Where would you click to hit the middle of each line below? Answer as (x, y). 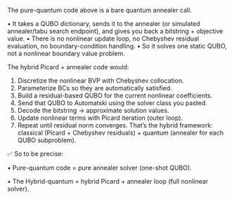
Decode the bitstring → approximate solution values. (93, 110)
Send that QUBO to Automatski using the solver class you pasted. (112, 103)
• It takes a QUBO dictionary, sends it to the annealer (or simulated (104, 23)
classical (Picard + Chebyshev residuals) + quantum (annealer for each (120, 133)
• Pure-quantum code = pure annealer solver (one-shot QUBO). (99, 168)
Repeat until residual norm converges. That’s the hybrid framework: (115, 125)
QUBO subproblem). (47, 140)
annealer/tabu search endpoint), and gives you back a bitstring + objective (115, 31)
